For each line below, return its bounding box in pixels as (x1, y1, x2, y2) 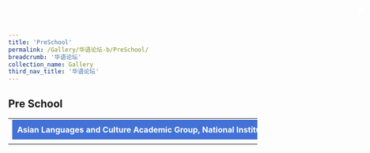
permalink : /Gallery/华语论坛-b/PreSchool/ (8, 46, 149, 54)
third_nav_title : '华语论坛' (8, 68, 100, 76)
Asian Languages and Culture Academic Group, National (17, 124, 235, 135)
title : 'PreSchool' (8, 38, 73, 47)
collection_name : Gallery (8, 60, 93, 69)
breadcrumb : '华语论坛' (8, 53, 81, 61)
